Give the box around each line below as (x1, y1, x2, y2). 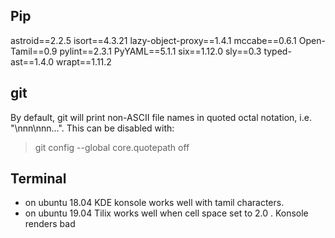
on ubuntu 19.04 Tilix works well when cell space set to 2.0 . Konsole (24, 207, 309, 219)
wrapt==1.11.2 (56, 55, 112, 68)
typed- (263, 45, 292, 57)
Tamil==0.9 (10, 45, 58, 57)
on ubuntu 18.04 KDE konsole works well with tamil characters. (24, 197, 285, 209)
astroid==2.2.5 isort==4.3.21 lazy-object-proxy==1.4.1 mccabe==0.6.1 (10, 34, 297, 46)
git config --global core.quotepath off (34, 141, 190, 153)
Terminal (10, 170, 67, 188)
